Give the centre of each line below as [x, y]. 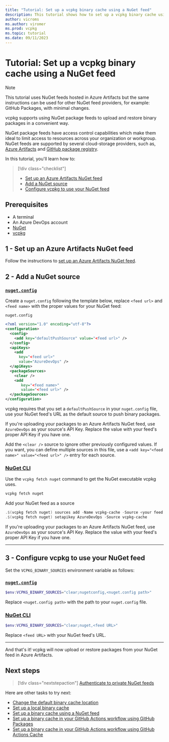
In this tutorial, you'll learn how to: [40, 159]
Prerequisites [27, 205]
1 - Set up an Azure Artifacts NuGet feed [69, 249]
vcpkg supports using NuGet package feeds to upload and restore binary [81, 118]
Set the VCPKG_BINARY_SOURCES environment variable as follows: [70, 570]
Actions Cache [28, 734]
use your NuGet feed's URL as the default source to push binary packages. [83, 414]
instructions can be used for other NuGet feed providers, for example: [77, 103]
